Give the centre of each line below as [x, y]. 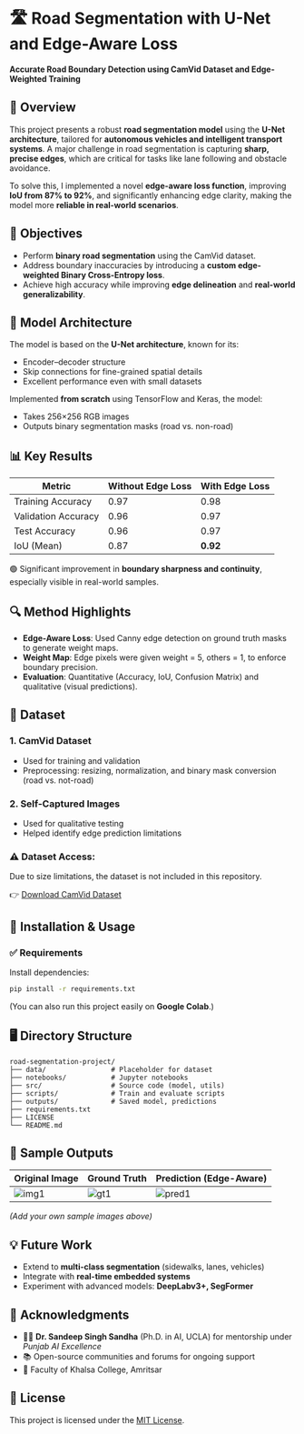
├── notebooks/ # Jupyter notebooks [99, 1078]
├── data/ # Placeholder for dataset [111, 1069]
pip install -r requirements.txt [73, 988]
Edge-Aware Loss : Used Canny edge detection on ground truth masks [155, 638]
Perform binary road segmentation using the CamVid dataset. [139, 256]
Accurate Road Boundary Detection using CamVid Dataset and [130, 69]
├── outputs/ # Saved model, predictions [113, 1101]
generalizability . [54, 294]
